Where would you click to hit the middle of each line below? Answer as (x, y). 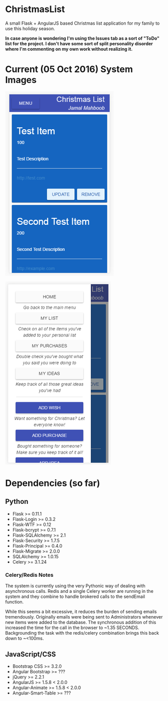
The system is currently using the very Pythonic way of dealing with (75, 586)
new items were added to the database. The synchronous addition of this (81, 623)
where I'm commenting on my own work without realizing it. (69, 49)
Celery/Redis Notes (29, 575)
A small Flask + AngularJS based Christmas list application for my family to (82, 23)
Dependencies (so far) (53, 483)
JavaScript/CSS (31, 654)
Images (21, 80)
